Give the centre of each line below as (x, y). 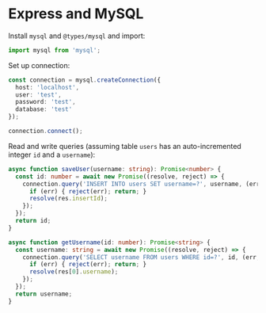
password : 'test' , (46, 102)
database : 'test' (44, 109)
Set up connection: (39, 65)
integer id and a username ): (52, 155)
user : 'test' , (38, 95)
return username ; (44, 294)
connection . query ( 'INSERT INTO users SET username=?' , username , (133, 184)
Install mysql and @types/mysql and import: (77, 36)
